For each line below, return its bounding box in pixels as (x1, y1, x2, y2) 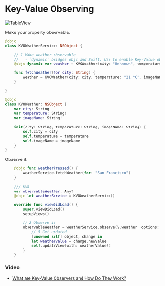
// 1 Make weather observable (14, 52, 76, 57)
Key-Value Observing (5, 3, 94, 15)
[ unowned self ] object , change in (31, 234, 102, 239)
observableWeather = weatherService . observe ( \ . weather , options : (23, 225, 160, 230)
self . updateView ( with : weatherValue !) (31, 243, 111, 248)
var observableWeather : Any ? (14, 189, 74, 194)
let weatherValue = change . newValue (31, 239, 107, 244)
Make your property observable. (5, 29, 71, 35)
